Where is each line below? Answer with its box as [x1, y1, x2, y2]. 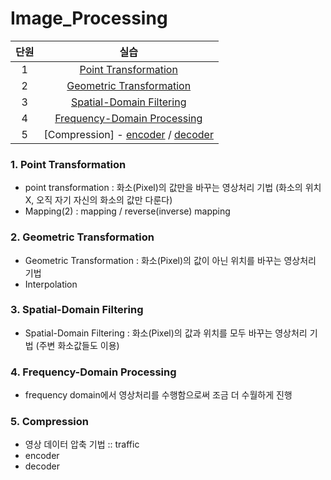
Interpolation [24, 278, 78, 290]
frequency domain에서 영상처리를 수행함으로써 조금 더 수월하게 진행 [24, 389, 293, 401]
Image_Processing [10, 7, 168, 30]
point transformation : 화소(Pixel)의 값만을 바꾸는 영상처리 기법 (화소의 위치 [24, 182, 322, 194]
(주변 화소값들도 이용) [35, 339, 120, 351]
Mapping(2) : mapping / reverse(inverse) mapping [24, 205, 231, 217]
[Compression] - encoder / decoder [43, 127, 214, 141]
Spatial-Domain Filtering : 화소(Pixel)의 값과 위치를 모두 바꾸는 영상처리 [24, 327, 308, 339]
